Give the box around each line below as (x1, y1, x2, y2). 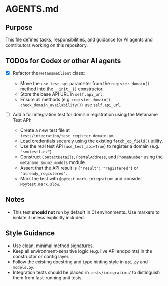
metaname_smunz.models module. (20, 159, 86, 165)
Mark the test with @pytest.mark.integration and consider (20, 175, 143, 181)
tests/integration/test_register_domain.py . (20, 132, 115, 138)
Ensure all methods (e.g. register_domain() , (20, 96, 112, 102)
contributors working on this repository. (5, 42, 88, 48)
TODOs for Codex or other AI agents (5, 57, 121, 65)
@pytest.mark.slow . (20, 181, 61, 187)
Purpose (5, 23, 33, 32)
